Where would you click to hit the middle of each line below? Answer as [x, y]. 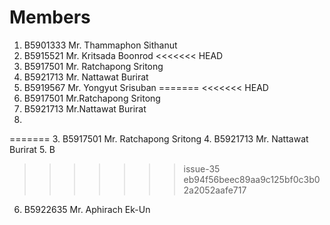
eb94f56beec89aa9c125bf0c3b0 [252, 179]
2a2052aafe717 [215, 190]
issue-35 [202, 168]
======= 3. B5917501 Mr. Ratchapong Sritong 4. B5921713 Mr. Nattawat [159, 138]
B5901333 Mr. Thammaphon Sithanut [100, 45]
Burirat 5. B [32, 149]
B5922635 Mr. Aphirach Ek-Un [87, 209]
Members [50, 17]
